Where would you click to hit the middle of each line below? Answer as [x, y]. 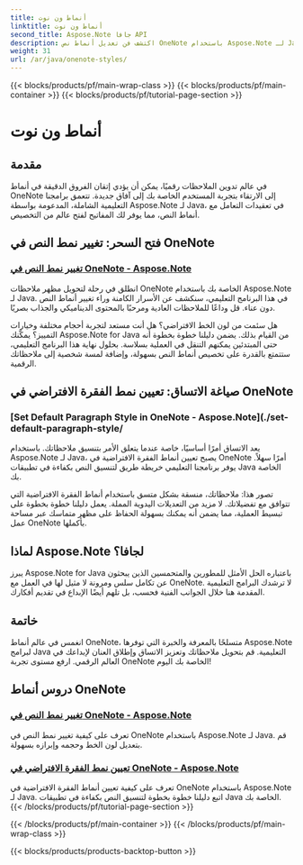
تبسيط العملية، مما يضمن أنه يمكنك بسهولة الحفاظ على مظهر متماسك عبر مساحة [147, 514]
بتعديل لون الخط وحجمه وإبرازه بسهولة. [76, 744]
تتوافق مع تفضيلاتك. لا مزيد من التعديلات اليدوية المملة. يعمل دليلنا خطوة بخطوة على [150, 504]
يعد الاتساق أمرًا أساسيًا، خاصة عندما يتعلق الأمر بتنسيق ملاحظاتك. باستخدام [135, 448]
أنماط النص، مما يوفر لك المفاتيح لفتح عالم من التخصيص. [105, 214]
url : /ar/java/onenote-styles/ [69, 59]
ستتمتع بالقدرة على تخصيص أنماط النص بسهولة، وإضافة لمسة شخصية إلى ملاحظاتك [151, 353]
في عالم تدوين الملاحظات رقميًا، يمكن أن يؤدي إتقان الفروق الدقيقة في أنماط [139, 186]
